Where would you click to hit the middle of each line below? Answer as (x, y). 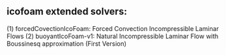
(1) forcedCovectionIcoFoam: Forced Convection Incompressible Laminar (113, 28)
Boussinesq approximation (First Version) (67, 43)
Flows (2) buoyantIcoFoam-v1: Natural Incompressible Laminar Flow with (113, 36)
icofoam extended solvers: (67, 12)
